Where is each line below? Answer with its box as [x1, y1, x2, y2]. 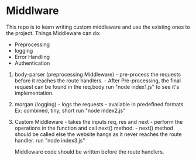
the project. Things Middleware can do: [6, 29, 101, 36]
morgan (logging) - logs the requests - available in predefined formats [14, 100, 184, 107]
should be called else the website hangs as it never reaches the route [14, 130, 183, 138]
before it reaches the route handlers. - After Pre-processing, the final [14, 77, 181, 84]
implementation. [14, 89, 54, 96]
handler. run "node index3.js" [14, 137, 85, 144]
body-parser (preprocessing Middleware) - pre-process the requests [14, 71, 181, 78]
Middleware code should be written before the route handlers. [14, 148, 164, 155]
